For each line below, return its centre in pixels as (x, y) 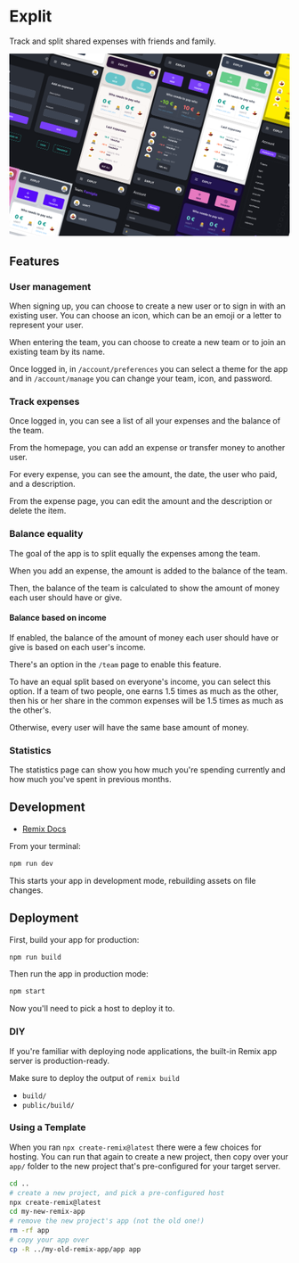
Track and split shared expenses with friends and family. (113, 41)
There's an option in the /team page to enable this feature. (115, 664)
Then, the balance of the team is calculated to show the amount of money (145, 588)
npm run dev (31, 863)
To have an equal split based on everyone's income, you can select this (140, 681)
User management (50, 286)
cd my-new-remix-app (48, 1212)
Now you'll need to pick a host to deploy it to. (92, 1009)
